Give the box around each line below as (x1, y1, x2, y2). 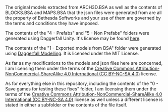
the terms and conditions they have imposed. (5, 20, 99, 26)
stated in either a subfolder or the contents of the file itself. (5, 102, 128, 107)
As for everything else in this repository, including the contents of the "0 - (5, 80, 158, 86)
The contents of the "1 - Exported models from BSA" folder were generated (5, 45, 161, 51)
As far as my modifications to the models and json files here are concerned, (5, 60, 163, 66)
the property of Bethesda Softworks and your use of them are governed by (5, 15, 161, 21)
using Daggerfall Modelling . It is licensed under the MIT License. (5, 50, 139, 56)
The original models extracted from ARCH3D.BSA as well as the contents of (5, 5, 162, 10)
